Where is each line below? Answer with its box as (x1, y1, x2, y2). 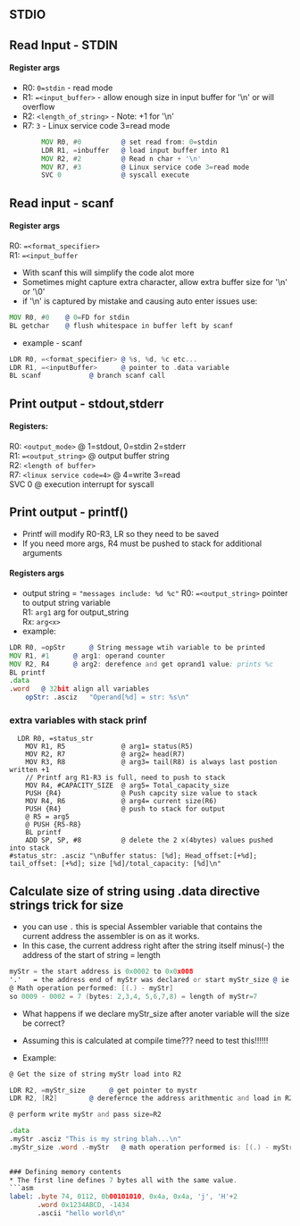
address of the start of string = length (21, 950, 161, 961)
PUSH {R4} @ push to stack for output (25, 804, 226, 814)
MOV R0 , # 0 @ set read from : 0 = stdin (41, 138, 218, 147)
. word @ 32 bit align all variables (9, 684, 150, 693)
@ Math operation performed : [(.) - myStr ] (9, 983, 174, 993)
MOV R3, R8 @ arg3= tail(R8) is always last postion (25, 758, 278, 767)
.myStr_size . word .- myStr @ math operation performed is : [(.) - (9, 1143, 270, 1152)
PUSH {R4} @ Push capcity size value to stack (25, 789, 257, 798)
